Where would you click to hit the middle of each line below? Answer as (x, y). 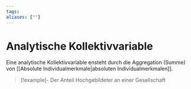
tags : (13, 11)
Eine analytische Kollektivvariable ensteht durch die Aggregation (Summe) (96, 62)
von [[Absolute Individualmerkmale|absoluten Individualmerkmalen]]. (90, 69)
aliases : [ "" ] (24, 17)
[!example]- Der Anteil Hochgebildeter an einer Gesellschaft (93, 80)
